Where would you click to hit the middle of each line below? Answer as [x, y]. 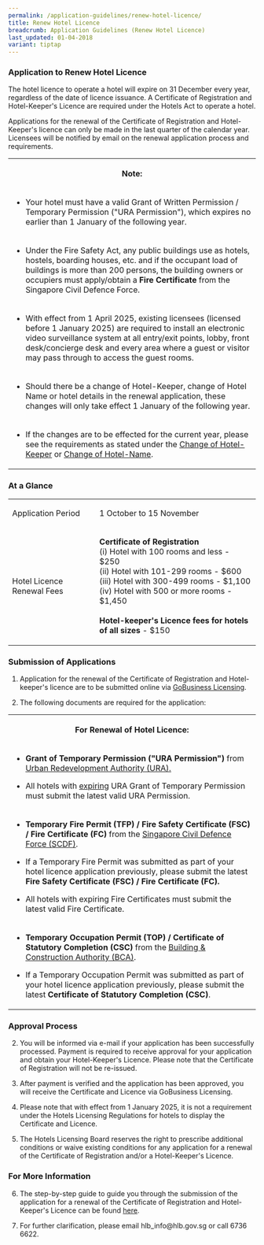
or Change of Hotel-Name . [103, 454]
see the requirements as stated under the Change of [122, 444]
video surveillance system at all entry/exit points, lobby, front [137, 338]
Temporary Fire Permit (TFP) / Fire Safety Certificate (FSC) [138, 824]
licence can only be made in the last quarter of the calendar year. [144, 130]
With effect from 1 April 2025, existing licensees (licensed [133, 318]
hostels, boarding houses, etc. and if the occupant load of [132, 261]
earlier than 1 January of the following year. [106, 222]
